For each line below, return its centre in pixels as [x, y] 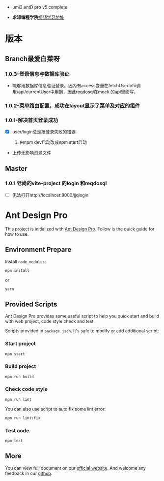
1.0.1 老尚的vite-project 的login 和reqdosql [56, 183]
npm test [14, 441]
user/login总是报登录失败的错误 [44, 132]
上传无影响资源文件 [32, 153]
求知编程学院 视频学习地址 [38, 17]
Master [16, 169]
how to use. [17, 234]
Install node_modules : [26, 261]
